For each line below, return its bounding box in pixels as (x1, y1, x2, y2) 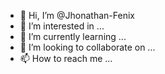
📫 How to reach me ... (19, 53, 113, 64)
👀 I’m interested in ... (19, 20, 105, 32)
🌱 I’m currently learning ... (19, 31, 127, 42)
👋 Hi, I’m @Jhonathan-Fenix (19, 10, 135, 21)
